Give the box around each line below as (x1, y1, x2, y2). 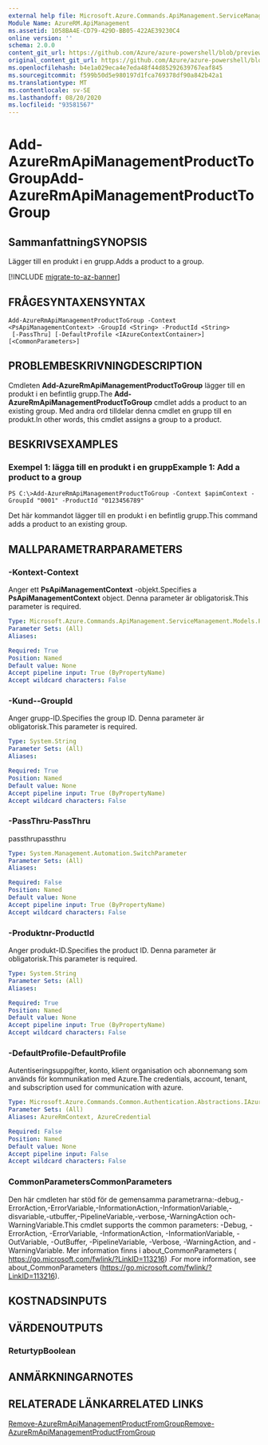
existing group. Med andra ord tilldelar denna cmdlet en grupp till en (8, 406, 232, 415)
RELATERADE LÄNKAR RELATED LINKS (8, 1398, 204, 1411)
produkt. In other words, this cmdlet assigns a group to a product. (8, 414, 222, 424)
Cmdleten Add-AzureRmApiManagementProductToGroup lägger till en (8, 380, 246, 390)
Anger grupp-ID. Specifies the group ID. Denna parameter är (8, 713, 205, 723)
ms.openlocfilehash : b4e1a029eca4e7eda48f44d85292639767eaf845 (8, 64, 223, 72)
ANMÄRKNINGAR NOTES (8, 1370, 134, 1383)
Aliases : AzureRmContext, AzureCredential (8, 1114, 152, 1122)
